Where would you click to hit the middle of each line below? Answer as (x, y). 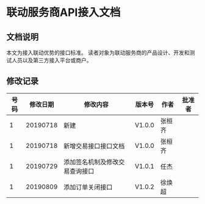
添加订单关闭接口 (88, 187)
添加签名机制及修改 (91, 162)
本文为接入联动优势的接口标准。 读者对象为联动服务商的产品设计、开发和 (98, 53)
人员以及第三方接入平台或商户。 (52, 60)
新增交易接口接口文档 (94, 146)
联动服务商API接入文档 (63, 12)
